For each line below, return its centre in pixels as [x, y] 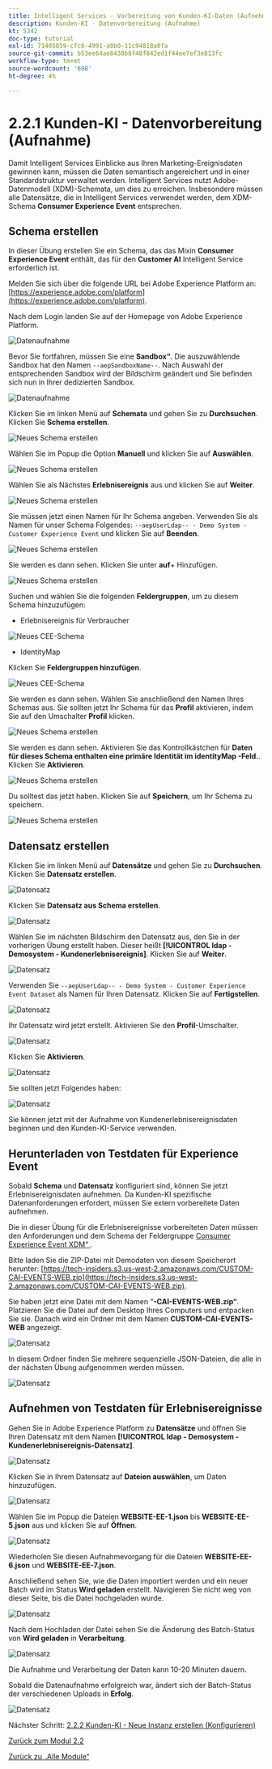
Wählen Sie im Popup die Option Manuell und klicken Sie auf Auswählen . [131, 453]
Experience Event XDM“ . [51, 1244]
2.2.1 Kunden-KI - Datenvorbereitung [135, 123]
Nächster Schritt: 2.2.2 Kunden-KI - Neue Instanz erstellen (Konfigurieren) [132, 1724]
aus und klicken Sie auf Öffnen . [84, 1525]
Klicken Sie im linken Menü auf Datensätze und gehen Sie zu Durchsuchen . [136, 865]
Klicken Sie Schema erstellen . [59, 423]
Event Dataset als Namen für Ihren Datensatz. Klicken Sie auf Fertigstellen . [134, 994]
